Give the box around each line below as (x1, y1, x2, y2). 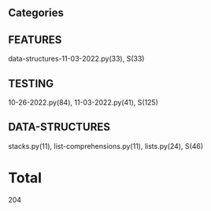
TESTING (8, 76, 54, 90)
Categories (8, 6, 65, 20)
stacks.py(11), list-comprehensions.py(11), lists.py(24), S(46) (8, 141, 204, 150)
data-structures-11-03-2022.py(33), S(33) (8, 54, 145, 64)
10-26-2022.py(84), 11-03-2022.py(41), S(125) (8, 98, 159, 107)
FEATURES (8, 33, 62, 46)
